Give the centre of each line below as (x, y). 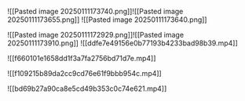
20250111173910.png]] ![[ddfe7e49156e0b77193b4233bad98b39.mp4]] (123, 43)
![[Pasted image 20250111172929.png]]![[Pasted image (96, 35)
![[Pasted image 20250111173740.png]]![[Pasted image (95, 11)
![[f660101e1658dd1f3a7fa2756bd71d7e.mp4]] (82, 58)
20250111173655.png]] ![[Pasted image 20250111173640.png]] (107, 20)
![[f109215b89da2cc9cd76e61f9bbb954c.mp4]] (84, 73)
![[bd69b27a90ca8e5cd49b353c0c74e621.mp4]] (87, 88)
